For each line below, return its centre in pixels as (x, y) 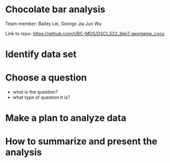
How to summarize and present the (81, 141)
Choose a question (46, 78)
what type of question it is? (41, 97)
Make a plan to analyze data (66, 118)
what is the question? (35, 92)
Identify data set (41, 54)
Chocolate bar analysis (55, 9)
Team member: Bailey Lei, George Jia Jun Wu (54, 24)
